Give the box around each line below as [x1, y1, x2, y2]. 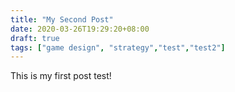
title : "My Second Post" [10, 14, 114, 25]
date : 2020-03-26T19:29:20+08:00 [10, 24, 150, 34]
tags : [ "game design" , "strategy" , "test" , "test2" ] [10, 42, 226, 53]
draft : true [10, 33, 60, 43]
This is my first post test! [10, 70, 112, 82]
